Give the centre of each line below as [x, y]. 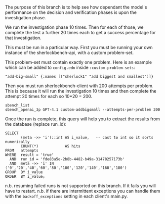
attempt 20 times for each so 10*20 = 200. [49, 96]
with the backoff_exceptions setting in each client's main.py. [66, 196]
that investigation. [23, 38]
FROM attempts [22, 151]
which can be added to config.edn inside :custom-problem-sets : [70, 67]
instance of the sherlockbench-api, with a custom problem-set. [69, 52]
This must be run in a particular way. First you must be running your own [79, 47]
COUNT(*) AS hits [50, 146]
